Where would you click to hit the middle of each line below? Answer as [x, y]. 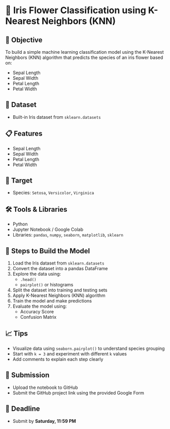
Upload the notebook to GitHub [45, 387]
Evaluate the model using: [40, 306]
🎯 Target [19, 180]
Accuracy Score [37, 312]
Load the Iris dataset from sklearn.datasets [58, 263]
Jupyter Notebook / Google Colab [48, 229]
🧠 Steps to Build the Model [48, 251]
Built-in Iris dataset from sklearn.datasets [57, 117]
